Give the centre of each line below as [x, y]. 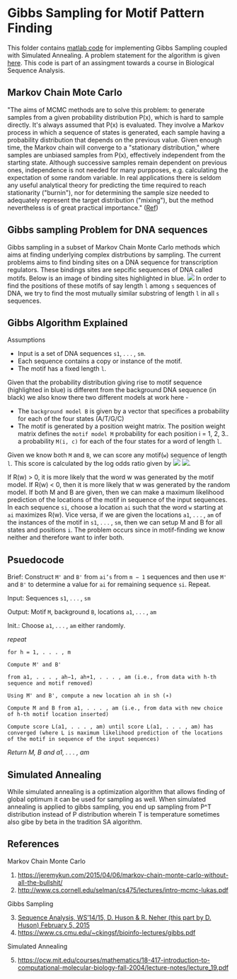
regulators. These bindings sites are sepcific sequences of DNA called [110, 269]
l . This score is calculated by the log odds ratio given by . [99, 464]
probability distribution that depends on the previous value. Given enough [115, 140]
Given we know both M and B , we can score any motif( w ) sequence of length [117, 455]
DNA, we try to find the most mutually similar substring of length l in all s [113, 293]
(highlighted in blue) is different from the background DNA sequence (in [112, 390]
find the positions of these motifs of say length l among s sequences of [112, 286]
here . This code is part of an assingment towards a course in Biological [111, 62]
